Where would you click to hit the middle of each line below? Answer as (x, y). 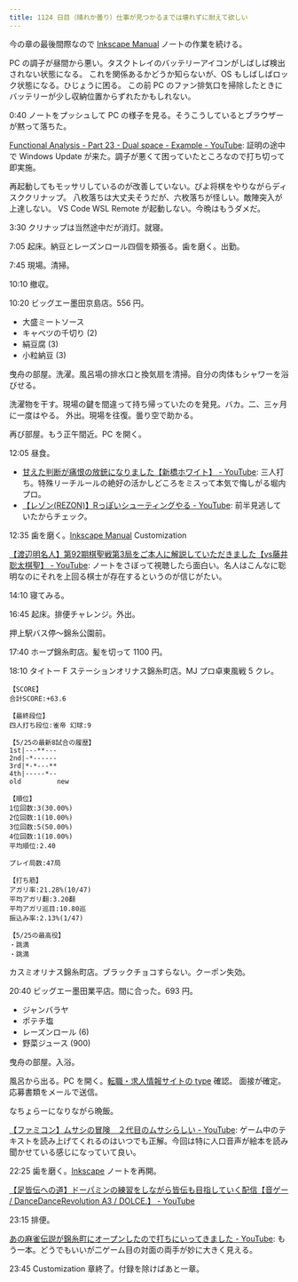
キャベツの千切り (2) (59, 333)
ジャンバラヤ (45, 1009)
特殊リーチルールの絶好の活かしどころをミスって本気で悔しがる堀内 (162, 483)
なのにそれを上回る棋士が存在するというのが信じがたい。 (122, 576)
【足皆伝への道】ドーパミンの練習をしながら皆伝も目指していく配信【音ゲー (149, 1190)
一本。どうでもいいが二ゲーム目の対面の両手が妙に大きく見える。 (137, 1249)
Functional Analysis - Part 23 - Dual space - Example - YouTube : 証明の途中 (148, 145)
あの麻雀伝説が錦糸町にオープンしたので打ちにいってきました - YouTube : (142, 1238)
